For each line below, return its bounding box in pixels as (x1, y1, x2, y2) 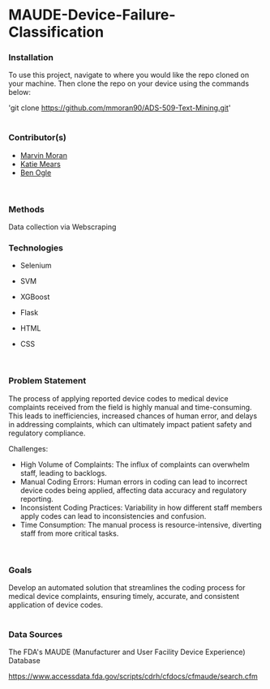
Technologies (8, 242, 63, 253)
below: (8, 88, 31, 97)
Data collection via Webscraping (8, 222, 117, 232)
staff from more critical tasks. (19, 529, 119, 538)
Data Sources (8, 628, 63, 640)
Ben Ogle (19, 168, 52, 178)
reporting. (19, 494, 54, 503)
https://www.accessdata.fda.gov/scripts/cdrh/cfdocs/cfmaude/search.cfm (8, 671, 258, 682)
